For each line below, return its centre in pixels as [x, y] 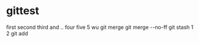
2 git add [17, 33]
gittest [23, 11]
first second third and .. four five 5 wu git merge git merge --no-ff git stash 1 [100, 27]
